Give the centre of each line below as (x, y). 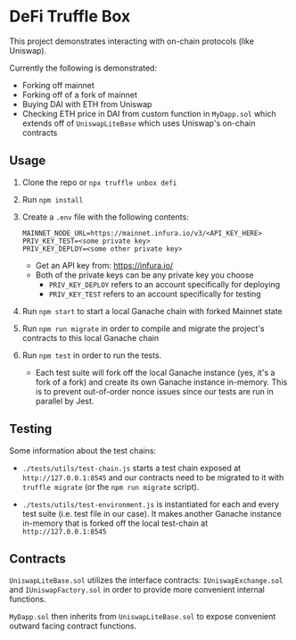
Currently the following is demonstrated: (83, 68)
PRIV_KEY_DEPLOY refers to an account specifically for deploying (164, 284)
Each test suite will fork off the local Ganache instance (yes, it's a (155, 372)
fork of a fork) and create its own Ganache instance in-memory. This (161, 382)
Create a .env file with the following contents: (105, 217)
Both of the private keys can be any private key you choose (144, 275)
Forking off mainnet (58, 85)
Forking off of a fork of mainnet (80, 95)
